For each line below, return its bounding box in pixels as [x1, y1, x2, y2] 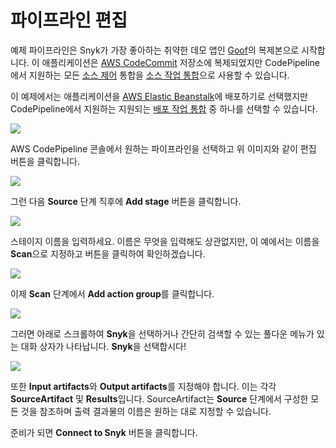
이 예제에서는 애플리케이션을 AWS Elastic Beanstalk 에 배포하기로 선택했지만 [10, 90, 308, 102]
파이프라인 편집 [10, 9, 128, 32]
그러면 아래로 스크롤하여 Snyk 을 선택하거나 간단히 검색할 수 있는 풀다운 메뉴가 [10, 327, 315, 340]
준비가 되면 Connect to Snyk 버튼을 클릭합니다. [10, 426, 198, 438]
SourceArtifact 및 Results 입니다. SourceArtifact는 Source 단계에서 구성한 [10, 392, 309, 405]
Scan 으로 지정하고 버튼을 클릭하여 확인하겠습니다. [10, 247, 206, 260]
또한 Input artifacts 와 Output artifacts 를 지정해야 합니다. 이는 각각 [10, 380, 277, 392]
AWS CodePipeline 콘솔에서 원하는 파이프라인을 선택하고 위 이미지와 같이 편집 [10, 142, 317, 155]
